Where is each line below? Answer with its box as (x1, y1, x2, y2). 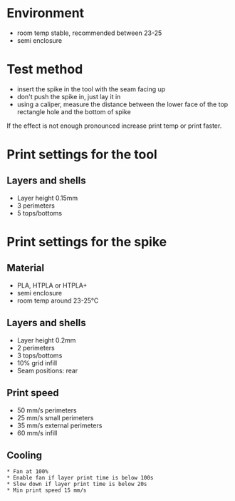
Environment (6, 5, 85, 21)
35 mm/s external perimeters (16, 421, 103, 430)
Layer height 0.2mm (16, 335, 76, 344)
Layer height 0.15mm (16, 193, 78, 202)
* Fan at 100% (6, 468, 49, 475)
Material (6, 262, 44, 274)
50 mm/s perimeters (16, 405, 77, 415)
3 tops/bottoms (16, 351, 63, 360)
